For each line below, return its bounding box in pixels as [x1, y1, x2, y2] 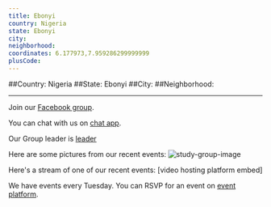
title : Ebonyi [8, 11, 56, 20]
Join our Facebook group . [8, 102, 94, 112]
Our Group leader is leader [8, 133, 97, 143]
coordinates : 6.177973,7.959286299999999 [8, 49, 150, 57]
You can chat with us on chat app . [8, 118, 122, 128]
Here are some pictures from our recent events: [8, 149, 167, 158]
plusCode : [8, 57, 42, 65]
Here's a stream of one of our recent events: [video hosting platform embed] [8, 165, 263, 175]
